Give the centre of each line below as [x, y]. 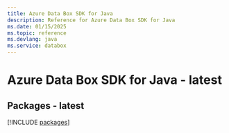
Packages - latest [46, 106]
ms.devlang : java [32, 39]
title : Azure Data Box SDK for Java [60, 14]
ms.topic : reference [37, 33]
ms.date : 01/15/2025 [37, 26]
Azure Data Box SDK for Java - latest [114, 80]
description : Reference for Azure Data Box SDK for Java [91, 20]
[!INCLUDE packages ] [39, 122]
